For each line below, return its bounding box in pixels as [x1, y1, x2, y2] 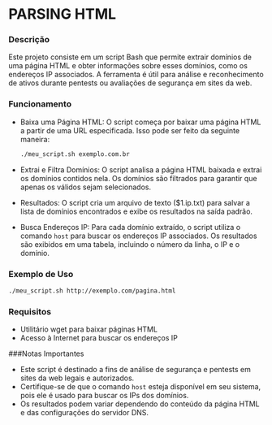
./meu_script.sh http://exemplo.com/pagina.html [8, 286, 176, 295]
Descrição [8, 34, 50, 46]
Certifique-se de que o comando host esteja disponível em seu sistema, [19, 382, 261, 392]
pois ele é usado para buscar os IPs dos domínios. [19, 391, 189, 401]
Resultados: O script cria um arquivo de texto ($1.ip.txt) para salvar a [19, 197, 250, 207]
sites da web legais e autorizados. [19, 373, 135, 383]
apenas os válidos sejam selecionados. [19, 182, 152, 192]
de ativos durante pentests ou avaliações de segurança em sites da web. [8, 78, 253, 88]
